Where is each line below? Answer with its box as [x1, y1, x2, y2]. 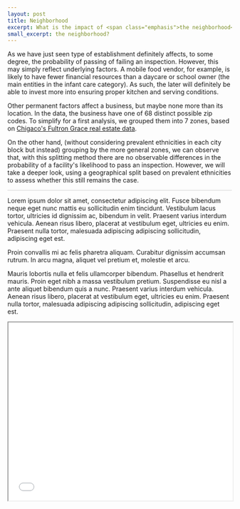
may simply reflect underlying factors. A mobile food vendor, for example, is [7, 65, 230, 73]
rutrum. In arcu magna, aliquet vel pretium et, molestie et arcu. [7, 256, 190, 264]
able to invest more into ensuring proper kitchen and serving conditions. [7, 88, 219, 96]
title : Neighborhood [7, 17, 69, 24]
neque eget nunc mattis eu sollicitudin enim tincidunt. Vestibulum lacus [7, 204, 216, 212]
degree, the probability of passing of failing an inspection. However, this [7, 58, 219, 66]
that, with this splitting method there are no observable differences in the [7, 153, 221, 162]
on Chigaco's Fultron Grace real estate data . [7, 124, 137, 133]
